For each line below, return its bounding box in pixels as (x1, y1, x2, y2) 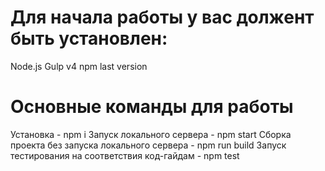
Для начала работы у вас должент (10, 6, 315, 29)
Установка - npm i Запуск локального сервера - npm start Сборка (10, 128, 292, 140)
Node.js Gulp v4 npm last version (10, 60, 148, 72)
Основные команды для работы (10, 96, 294, 118)
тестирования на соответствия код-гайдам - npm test (10, 149, 240, 161)
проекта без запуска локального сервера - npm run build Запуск (10, 139, 287, 151)
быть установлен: (10, 27, 168, 50)
